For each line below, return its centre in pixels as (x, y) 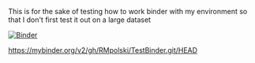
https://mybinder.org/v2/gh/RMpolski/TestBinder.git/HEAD (103, 50)
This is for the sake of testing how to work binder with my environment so (128, 11)
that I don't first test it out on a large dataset (80, 20)
